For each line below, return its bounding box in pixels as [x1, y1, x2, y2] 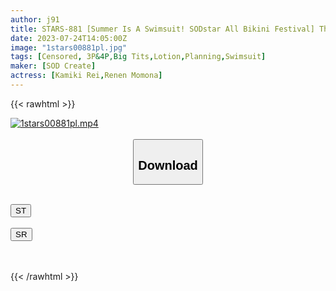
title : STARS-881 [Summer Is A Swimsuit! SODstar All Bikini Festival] [10, 24, 315, 34]
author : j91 [10, 14, 60, 25]
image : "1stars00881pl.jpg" [10, 42, 128, 53]
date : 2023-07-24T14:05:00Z [10, 33, 128, 43]
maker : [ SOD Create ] [10, 61, 97, 71]
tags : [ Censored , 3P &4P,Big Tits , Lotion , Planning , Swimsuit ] [10, 52, 267, 62]
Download [138, 157, 198, 173]
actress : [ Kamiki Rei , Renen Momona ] [10, 71, 163, 81]
